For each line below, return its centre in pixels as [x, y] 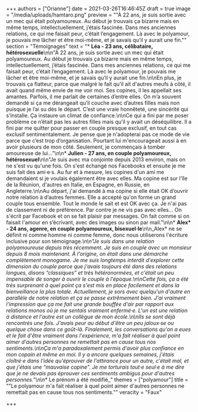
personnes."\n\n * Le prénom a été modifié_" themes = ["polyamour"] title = [97, 379]
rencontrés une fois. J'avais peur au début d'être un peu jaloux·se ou [90, 323]
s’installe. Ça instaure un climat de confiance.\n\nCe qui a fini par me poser [97, 115]
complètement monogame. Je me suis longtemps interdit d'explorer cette [95, 260]
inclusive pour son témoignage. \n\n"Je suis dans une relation [80, 241]
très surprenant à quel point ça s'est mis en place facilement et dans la [93, 285]
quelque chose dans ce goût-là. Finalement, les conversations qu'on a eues [99, 329]
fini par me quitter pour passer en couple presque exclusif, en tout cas [91, 128]
